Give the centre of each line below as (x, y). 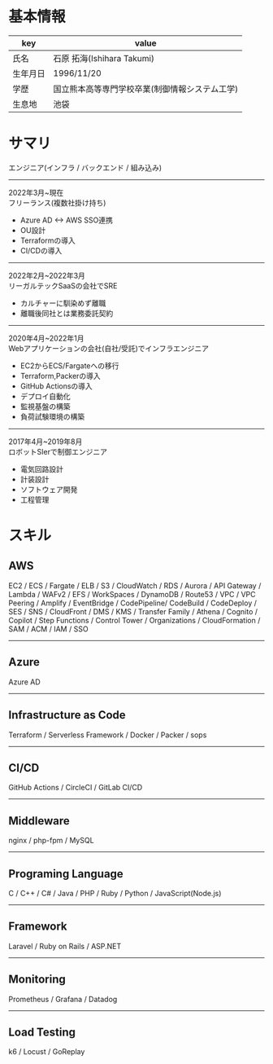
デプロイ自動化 (45, 396)
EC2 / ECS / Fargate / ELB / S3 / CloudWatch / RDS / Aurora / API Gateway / (135, 585)
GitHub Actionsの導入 (56, 386)
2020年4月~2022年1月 (46, 338)
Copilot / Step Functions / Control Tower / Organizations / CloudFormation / (134, 620)
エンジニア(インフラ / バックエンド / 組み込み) (85, 167)
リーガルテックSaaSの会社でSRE (63, 285)
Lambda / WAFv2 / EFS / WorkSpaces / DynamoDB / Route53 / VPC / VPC (132, 594)
